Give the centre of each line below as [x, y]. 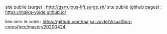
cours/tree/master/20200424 [35, 27]
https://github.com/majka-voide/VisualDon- [87, 22]
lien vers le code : [23, 22]
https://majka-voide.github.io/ [36, 12]
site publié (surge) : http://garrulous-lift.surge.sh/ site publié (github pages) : [83, 7]
